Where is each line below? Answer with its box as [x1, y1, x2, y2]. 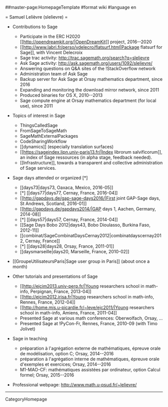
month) [12, 264, 27, 269]
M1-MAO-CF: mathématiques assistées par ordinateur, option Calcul [19, 367, 161, 372]
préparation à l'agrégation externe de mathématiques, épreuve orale [19, 345, 161, 351]
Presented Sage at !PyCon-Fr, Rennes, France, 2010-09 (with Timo [19, 321, 158, 326]
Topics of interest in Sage [12, 113, 65, 119]
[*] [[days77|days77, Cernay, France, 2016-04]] [19, 190, 118, 195]
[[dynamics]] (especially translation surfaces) [19, 144, 114, 150]
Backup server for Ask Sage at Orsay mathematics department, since [19, 76, 163, 82]
